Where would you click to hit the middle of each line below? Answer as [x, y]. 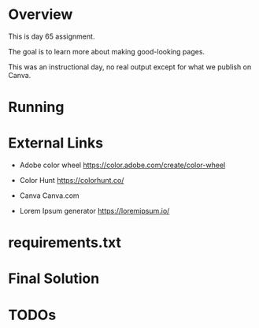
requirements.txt [65, 243]
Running [36, 107]
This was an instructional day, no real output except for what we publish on [130, 67]
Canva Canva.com [50, 196]
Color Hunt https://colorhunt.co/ [72, 181]
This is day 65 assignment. [52, 36]
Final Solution [54, 279]
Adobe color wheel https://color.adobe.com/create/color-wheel [122, 165]
